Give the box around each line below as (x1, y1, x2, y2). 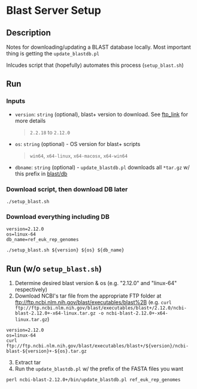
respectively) (14, 286, 48, 293)
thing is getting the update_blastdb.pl (6, 50, 100, 57)
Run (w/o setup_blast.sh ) (6, 263, 102, 274)
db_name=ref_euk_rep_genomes (6, 237, 79, 243)
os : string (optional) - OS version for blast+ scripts (14, 140, 141, 147)
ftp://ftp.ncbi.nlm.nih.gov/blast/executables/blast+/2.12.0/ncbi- (14, 305, 187, 311)
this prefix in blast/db (14, 170, 68, 177)
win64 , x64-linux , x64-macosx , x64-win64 (29, 152, 128, 159)
